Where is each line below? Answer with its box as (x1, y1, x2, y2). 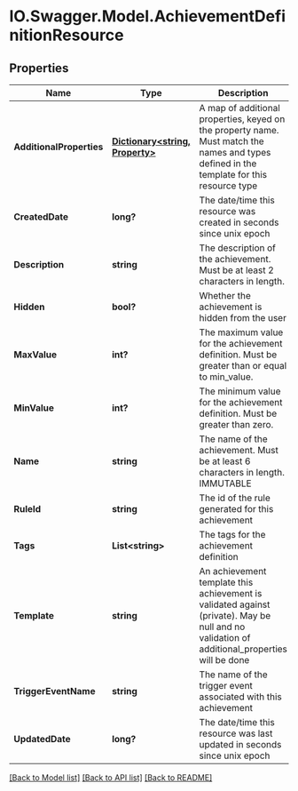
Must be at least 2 (199, 264, 275, 276)
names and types (199, 147, 271, 158)
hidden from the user (199, 312, 286, 324)
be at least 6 (199, 455, 251, 467)
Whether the (199, 290, 251, 301)
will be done (199, 654, 250, 666)
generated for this (199, 503, 274, 515)
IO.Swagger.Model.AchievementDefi (9, 6, 286, 27)
